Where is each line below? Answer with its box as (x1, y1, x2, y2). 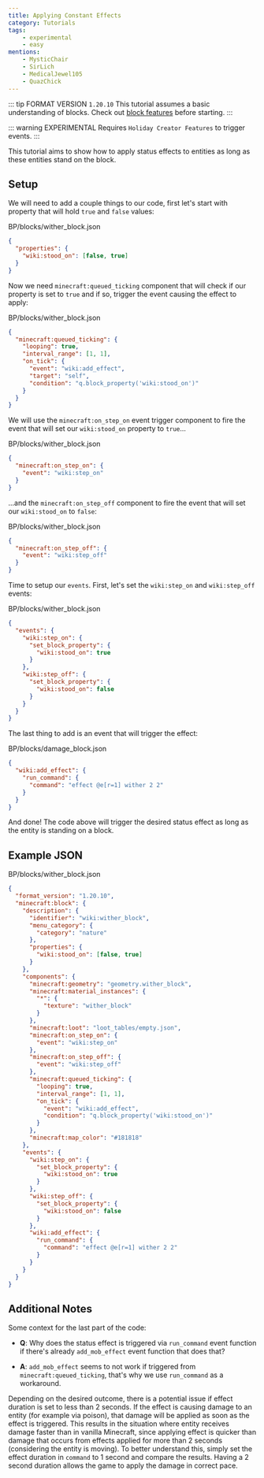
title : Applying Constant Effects (8, 11, 122, 20)
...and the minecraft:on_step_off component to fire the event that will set (8, 498, 246, 507)
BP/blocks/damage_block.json (8, 744, 107, 753)
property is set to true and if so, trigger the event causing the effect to (8, 289, 237, 299)
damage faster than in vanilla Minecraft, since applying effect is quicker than (8, 1428, 257, 1437)
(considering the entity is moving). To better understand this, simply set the (8, 1444, 253, 1454)
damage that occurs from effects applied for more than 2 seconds (8, 1435, 223, 1446)
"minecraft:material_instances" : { (28, 987, 147, 995)
